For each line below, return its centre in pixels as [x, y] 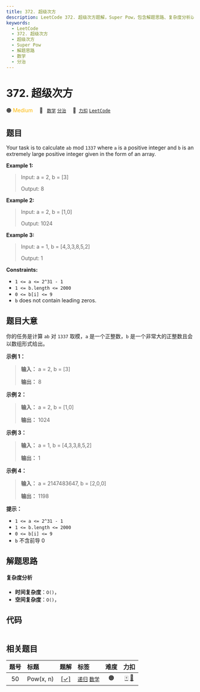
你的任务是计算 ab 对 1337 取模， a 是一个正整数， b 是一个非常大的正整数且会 [99, 336]
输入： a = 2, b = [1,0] [47, 408]
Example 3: [20, 235]
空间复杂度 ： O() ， [37, 599]
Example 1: [20, 166]
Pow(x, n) [40, 679]
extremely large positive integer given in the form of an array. [81, 154]
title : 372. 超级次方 [31, 12]
